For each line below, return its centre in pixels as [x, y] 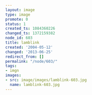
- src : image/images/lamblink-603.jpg [46, 80]
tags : [11, 66]
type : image [18, 15]
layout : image [20, 10]
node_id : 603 [19, 38]
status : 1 [16, 24]
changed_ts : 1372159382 [30, 33]
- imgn [12, 71]
